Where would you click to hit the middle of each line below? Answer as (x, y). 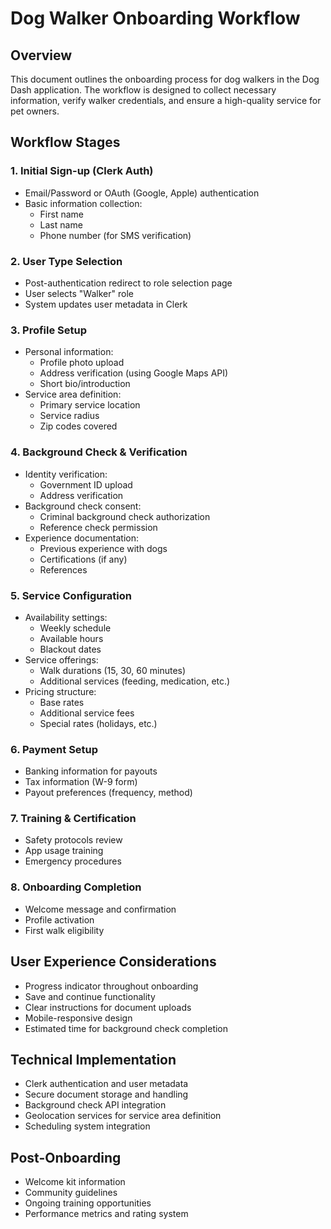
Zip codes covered (78, 426)
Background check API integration (95, 1105)
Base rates (62, 702)
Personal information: (69, 352)
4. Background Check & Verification (99, 452)
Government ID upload (86, 484)
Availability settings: (66, 617)
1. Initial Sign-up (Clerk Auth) (82, 171)
